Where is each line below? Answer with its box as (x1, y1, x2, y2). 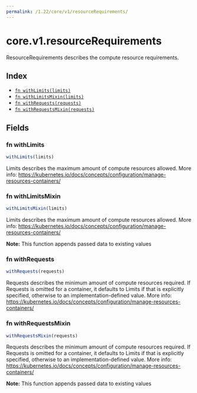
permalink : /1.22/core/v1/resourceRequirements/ (6, 8, 128, 15)
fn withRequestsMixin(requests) (14, 107, 95, 113)
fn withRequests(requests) (14, 100, 82, 107)
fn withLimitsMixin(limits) (14, 94, 84, 100)
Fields (6, 123, 30, 133)
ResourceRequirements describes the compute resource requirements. (6, 54, 179, 61)
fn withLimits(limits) (14, 88, 71, 94)
